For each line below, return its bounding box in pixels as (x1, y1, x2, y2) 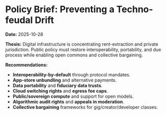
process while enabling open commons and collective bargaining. (5, 52, 143, 58)
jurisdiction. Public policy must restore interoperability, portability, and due (5, 46, 161, 52)
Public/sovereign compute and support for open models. (12, 93, 134, 99)
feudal (5, 14, 33, 26)
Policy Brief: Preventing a (5, 4, 115, 15)
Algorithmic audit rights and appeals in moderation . (12, 98, 125, 105)
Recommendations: (5, 62, 48, 68)
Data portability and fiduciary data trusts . (12, 82, 103, 89)
